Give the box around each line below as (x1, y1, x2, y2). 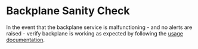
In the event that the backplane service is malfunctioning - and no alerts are (6, 24, 193, 31)
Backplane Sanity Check (6, 4, 130, 18)
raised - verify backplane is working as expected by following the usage (6, 30, 184, 37)
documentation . (6, 36, 45, 43)
